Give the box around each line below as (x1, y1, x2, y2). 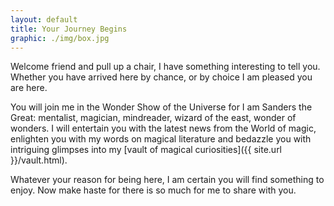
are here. (10, 82, 48, 94)
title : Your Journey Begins (10, 24, 128, 34)
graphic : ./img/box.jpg (10, 33, 110, 43)
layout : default (10, 14, 78, 25)
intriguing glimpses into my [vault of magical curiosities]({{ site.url (10, 144, 283, 156)
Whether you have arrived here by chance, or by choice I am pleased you (10, 71, 313, 83)
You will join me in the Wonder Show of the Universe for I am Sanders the (10, 101, 313, 113)
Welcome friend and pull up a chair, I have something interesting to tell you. (10, 61, 321, 73)
